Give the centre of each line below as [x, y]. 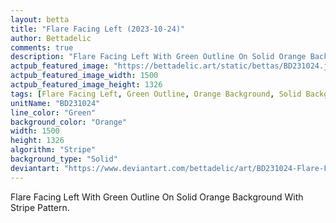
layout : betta [40, 19]
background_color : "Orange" [69, 122]
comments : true [42, 47]
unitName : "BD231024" [55, 103]
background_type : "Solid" [64, 159]
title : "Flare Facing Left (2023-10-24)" [98, 29]
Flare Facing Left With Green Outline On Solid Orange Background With [157, 197]
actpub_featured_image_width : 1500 [84, 76]
